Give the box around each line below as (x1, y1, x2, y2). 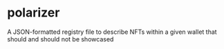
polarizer (7, 5, 60, 21)
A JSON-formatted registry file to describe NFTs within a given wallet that (7, 28, 217, 36)
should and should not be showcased (7, 35, 114, 43)
